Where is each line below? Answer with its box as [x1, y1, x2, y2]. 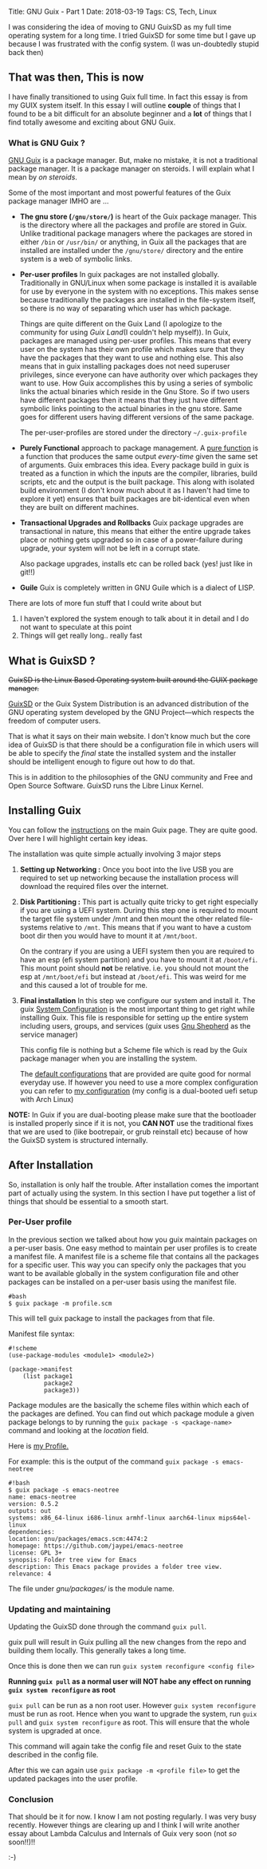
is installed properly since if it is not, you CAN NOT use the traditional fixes [8, 1118, 253, 1128]
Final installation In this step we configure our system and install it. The [19, 995, 256, 1005]
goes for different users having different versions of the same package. [19, 413, 254, 422]
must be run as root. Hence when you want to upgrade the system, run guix [8, 1709, 257, 1719]
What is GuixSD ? [8, 654, 96, 667]
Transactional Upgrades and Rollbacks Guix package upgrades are [19, 518, 244, 528]
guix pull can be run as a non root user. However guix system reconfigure [8, 1701, 257, 1710]
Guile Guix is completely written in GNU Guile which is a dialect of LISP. [19, 583, 255, 593]
